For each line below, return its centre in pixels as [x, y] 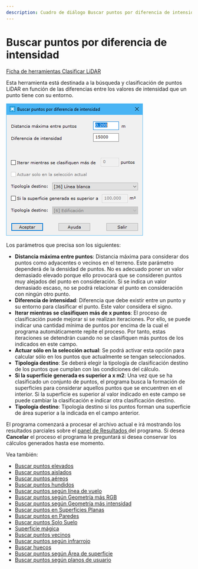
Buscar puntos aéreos [42, 478]
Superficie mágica [37, 528]
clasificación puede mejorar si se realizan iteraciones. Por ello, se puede [103, 319]
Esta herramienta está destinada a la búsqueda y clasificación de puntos [94, 82]
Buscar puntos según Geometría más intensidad [73, 503]
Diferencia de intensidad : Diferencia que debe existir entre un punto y [100, 300]
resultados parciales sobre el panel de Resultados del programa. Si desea [95, 431]
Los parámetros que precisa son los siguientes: [64, 245]
